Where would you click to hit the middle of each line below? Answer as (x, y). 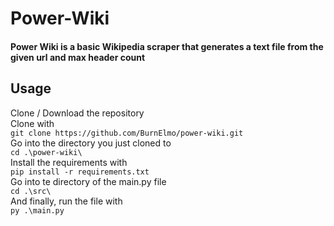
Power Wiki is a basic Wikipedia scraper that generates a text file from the (167, 46)
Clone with (32, 123)
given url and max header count (78, 57)
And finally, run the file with (66, 201)
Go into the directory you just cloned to (91, 143)
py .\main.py (37, 210)
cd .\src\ (31, 191)
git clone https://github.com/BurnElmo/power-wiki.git (127, 133)
